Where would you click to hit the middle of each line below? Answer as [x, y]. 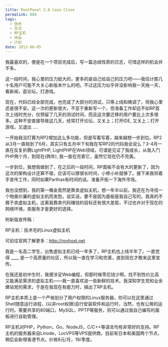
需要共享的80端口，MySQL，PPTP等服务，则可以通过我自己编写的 [87, 310]
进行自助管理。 [25, 316]
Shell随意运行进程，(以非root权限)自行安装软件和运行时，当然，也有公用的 [82, 303]
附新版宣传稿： [20, 219]
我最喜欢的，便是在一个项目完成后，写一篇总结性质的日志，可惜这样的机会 [82, 62]
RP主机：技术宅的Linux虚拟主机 [38, 230]
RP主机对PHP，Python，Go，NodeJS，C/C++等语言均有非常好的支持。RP [82, 327]
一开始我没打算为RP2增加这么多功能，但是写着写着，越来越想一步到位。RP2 [83, 137]
